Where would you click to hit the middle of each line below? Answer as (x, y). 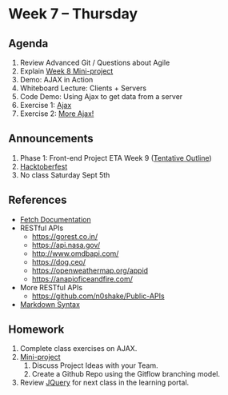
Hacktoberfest (44, 166)
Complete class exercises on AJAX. (78, 349)
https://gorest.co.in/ (65, 236)
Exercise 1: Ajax (46, 105)
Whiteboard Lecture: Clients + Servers (83, 88)
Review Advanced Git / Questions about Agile (95, 62)
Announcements (51, 139)
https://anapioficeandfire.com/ (82, 279)
